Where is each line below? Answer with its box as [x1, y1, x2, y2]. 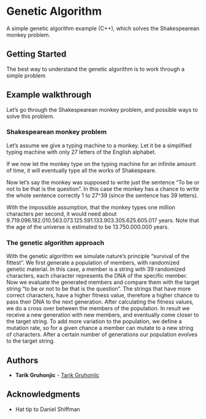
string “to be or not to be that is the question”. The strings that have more [6, 285, 191, 292]
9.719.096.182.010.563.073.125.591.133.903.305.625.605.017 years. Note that [6, 216, 199, 224]
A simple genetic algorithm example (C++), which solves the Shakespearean [6, 25, 200, 32]
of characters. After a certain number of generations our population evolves [6, 331, 198, 339]
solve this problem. [6, 112, 55, 120]
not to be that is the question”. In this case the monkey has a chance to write [6, 185, 199, 192]
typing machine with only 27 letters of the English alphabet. [6, 148, 156, 155]
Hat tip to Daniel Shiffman [15, 405, 80, 413]
